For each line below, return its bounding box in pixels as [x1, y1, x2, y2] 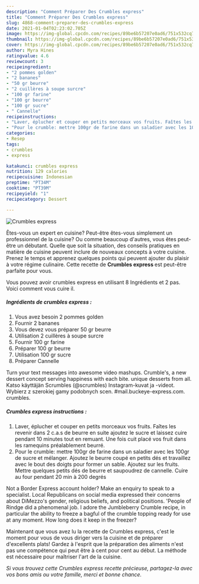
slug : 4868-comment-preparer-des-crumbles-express [6, 20, 134, 26]
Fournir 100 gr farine [14, 339, 65, 346]
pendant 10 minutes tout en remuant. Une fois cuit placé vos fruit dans [14, 435, 187, 443]
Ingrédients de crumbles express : [6, 298, 92, 306]
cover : [6, 42, 23, 48]
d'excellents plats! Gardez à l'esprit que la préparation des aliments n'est [6, 541, 184, 548]
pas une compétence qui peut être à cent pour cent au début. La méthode [6, 547, 187, 554]
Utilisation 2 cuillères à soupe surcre [14, 332, 104, 339]
